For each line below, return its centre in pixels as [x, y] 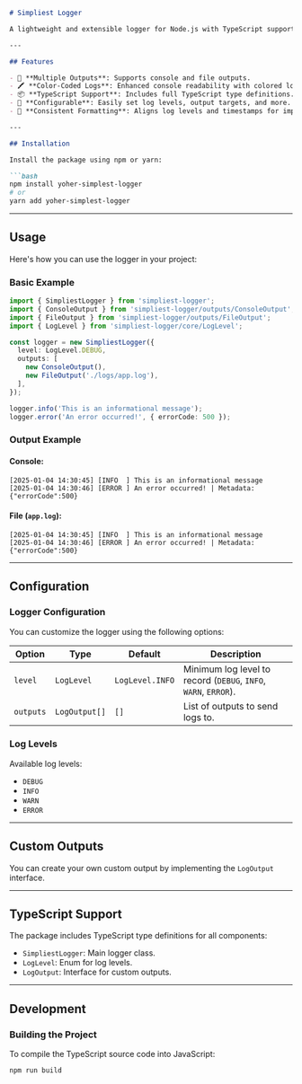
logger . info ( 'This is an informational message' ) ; [106, 409]
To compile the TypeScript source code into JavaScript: [112, 1054]
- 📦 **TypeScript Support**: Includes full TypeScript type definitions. [152, 94]
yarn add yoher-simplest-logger [70, 201]
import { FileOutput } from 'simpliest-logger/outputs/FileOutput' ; [140, 317]
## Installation [40, 144]
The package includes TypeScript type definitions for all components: [138, 936]
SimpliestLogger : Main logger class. [89, 953]
